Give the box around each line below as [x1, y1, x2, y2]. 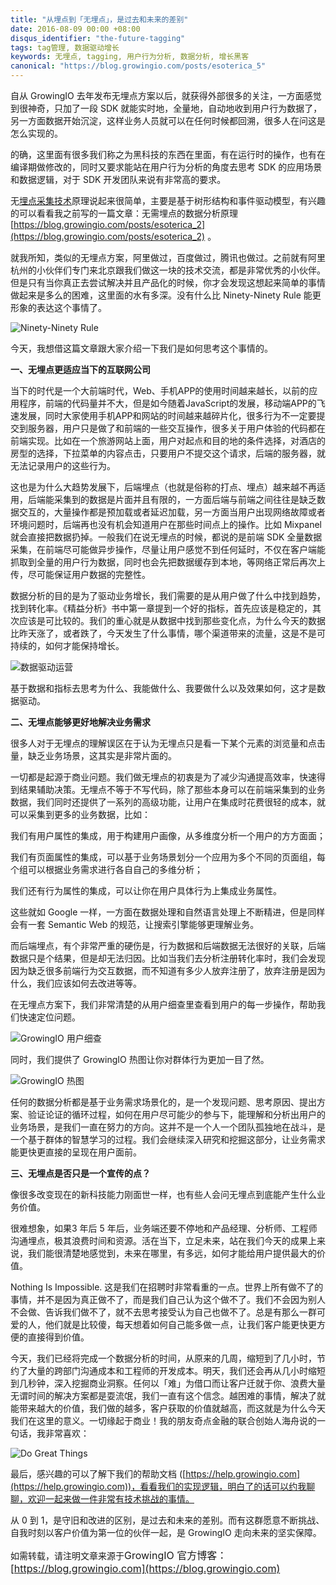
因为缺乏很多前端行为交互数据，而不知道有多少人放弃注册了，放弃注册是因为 [10, 965, 326, 976]
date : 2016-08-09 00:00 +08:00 [10, 24, 141, 34]
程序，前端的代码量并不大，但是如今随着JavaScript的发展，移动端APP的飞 [18, 397, 326, 409]
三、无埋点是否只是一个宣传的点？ [10, 1167, 151, 1179]
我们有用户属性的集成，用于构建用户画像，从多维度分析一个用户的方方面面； [10, 830, 326, 841]
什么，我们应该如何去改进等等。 [10, 977, 142, 989]
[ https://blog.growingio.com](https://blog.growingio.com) [10, 1562, 281, 1575]
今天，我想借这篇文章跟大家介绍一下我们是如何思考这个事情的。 [10, 342, 273, 354]
